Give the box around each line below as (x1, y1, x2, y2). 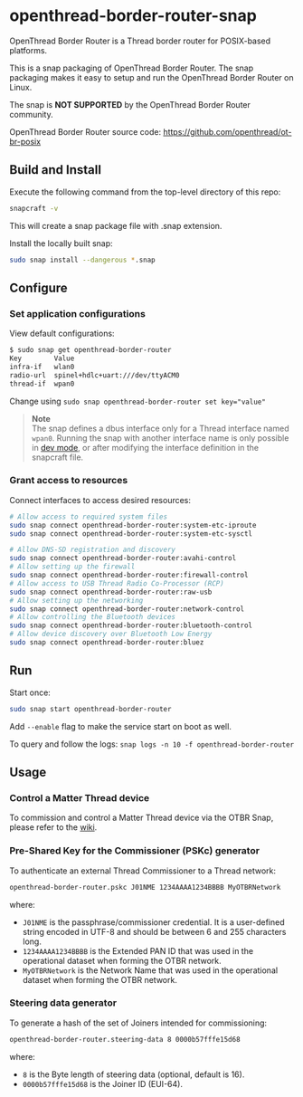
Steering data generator (9, 997, 118, 1009)
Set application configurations (9, 307, 147, 320)
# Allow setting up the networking (9, 596, 144, 605)
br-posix (9, 136, 42, 147)
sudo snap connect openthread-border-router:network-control (9, 604, 245, 614)
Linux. (9, 81, 33, 92)
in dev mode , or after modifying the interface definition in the (31, 442, 260, 453)
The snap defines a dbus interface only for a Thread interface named (31, 423, 289, 434)
